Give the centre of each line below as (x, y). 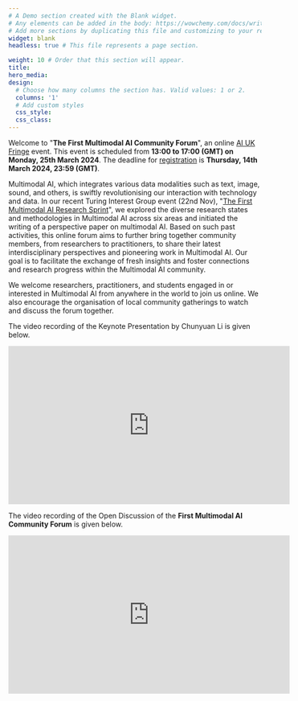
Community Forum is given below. (65, 524)
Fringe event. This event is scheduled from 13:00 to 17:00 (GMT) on (121, 151)
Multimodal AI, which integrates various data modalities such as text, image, (134, 184)
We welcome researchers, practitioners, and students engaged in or (121, 285)
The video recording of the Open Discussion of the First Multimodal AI (126, 516)
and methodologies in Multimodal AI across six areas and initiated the (123, 218)
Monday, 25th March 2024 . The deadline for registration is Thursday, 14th (133, 160)
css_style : (34, 113)
